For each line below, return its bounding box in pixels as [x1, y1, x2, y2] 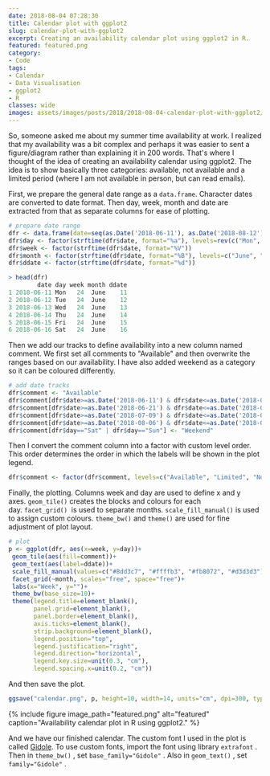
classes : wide [8, 101, 56, 109]
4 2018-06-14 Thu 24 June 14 [8, 311, 128, 319]
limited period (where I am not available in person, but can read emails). [8, 174, 246, 183]
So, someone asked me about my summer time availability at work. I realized [8, 131, 262, 141]
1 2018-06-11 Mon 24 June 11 [8, 288, 128, 296]
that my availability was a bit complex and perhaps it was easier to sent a [8, 140, 251, 149]
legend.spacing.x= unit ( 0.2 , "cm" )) [33, 664, 153, 673]
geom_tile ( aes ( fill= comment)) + [11, 553, 117, 561]
